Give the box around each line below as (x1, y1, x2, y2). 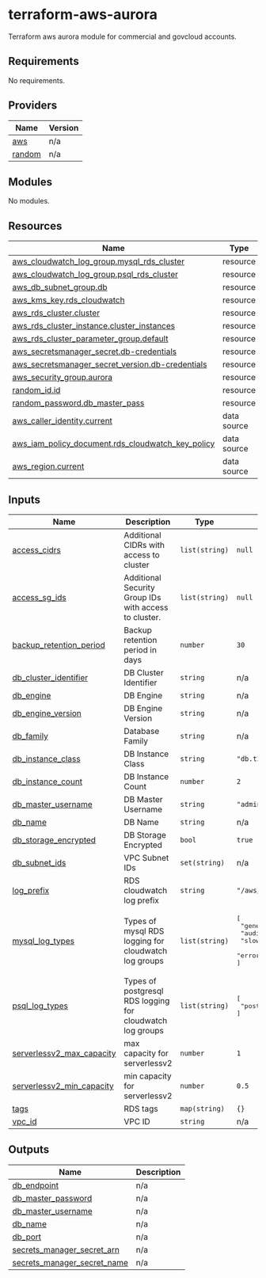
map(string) (180, 1105, 226, 1113)
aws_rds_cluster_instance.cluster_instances (12, 321, 176, 332)
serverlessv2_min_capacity (12, 1081, 115, 1091)
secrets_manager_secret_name (12, 1257, 129, 1268)
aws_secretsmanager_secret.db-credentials (12, 346, 177, 357)
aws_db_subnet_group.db (12, 282, 108, 293)
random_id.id (12, 385, 61, 396)
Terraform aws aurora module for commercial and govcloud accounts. (8, 32, 237, 41)
